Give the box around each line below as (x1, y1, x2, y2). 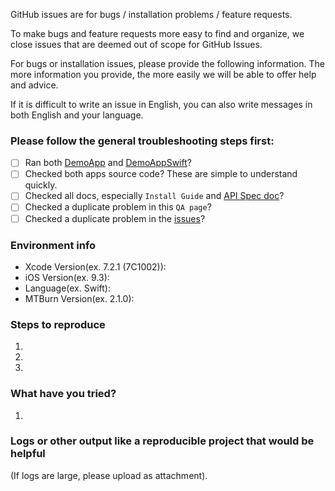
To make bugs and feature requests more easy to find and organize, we (10, 28, 305, 39)
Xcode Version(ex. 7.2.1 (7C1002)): (24, 260, 167, 273)
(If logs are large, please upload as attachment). (10, 469, 208, 481)
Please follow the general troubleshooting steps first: (10, 134, 275, 148)
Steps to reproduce (10, 317, 106, 331)
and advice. (10, 79, 59, 91)
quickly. (24, 179, 58, 191)
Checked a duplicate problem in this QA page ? (24, 201, 212, 213)
